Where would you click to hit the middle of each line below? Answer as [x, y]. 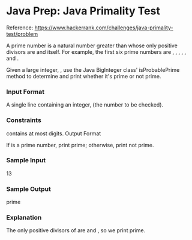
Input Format [25, 92]
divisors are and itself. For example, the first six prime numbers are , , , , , [96, 51]
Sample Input [26, 160]
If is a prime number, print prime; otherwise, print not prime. [80, 145]
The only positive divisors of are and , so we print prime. [76, 230]
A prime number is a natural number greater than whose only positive [92, 45]
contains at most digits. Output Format [54, 133]
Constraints [24, 120]
